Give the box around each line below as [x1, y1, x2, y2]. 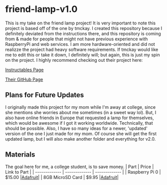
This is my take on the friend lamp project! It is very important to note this [5, 20, 156, 26]
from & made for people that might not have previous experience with [5, 36, 148, 42]
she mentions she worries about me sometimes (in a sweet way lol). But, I [5, 109, 157, 115]
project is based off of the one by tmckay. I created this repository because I [5, 25, 163, 31]
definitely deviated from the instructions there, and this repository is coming [5, 30, 161, 36]
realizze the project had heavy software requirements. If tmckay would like [5, 46, 159, 52]
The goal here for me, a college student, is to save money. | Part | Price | [5, 164, 154, 170]
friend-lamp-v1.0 [5, 3, 78, 15]
